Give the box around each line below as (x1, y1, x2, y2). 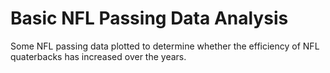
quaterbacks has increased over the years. (10, 50, 187, 62)
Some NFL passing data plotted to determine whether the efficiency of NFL (10, 40, 320, 52)
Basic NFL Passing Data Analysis (10, 7, 289, 30)
